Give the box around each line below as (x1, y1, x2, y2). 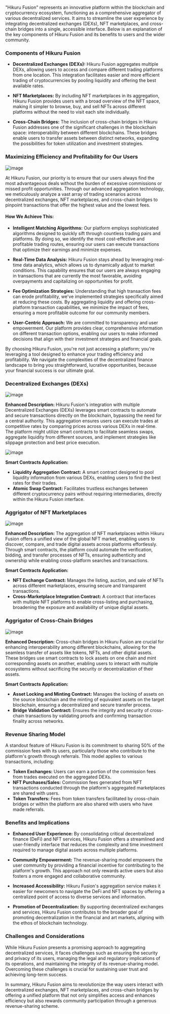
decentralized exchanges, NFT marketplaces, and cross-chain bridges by (5, 986, 159, 993)
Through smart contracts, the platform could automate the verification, (5, 547, 153, 553)
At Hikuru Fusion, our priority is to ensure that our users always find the (5, 174, 155, 181)
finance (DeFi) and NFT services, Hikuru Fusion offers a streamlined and (12, 836, 164, 842)
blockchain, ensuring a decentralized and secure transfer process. (12, 701, 152, 708)
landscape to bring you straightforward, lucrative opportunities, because (5, 362, 157, 368)
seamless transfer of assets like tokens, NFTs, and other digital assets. (5, 649, 153, 655)
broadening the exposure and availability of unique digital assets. (12, 604, 149, 611)
